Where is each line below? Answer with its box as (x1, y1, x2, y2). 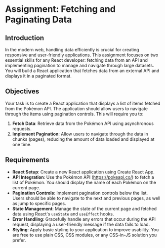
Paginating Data (5, 14, 72, 25)
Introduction (5, 34, 44, 42)
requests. (12, 125, 32, 131)
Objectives (5, 87, 40, 96)
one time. (12, 141, 32, 147)
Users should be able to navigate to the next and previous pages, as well (12, 195, 161, 201)
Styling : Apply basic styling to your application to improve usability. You (12, 226, 159, 233)
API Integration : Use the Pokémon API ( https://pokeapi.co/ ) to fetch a (12, 174, 154, 180)
